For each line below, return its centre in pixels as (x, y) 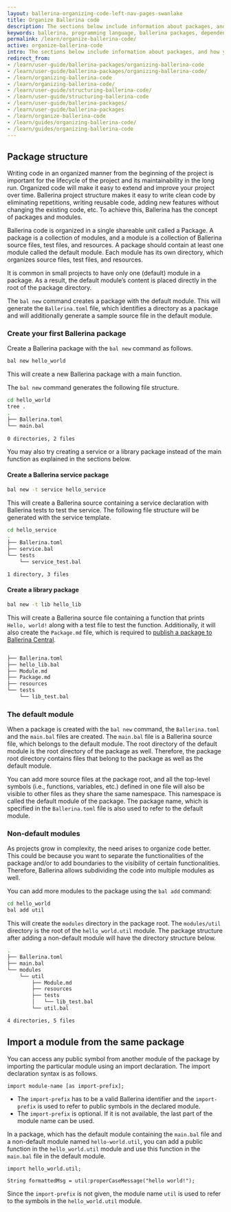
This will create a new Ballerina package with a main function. (95, 374)
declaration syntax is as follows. (53, 1073)
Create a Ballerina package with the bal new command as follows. (100, 348)
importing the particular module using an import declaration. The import (109, 1066)
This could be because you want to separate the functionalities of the (106, 856)
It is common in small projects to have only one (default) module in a (104, 273)
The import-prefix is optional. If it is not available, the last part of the (115, 1114)
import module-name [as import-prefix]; (66, 1086)
